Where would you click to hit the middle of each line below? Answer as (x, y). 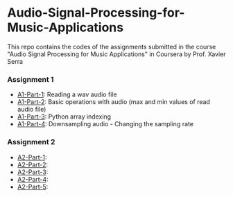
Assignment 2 (31, 142)
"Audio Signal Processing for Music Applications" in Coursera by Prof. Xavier (116, 54)
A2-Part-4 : (33, 179)
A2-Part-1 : (32, 157)
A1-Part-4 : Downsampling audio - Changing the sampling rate (105, 124)
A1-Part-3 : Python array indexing (64, 117)
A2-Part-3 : (33, 172)
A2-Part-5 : (33, 187)
